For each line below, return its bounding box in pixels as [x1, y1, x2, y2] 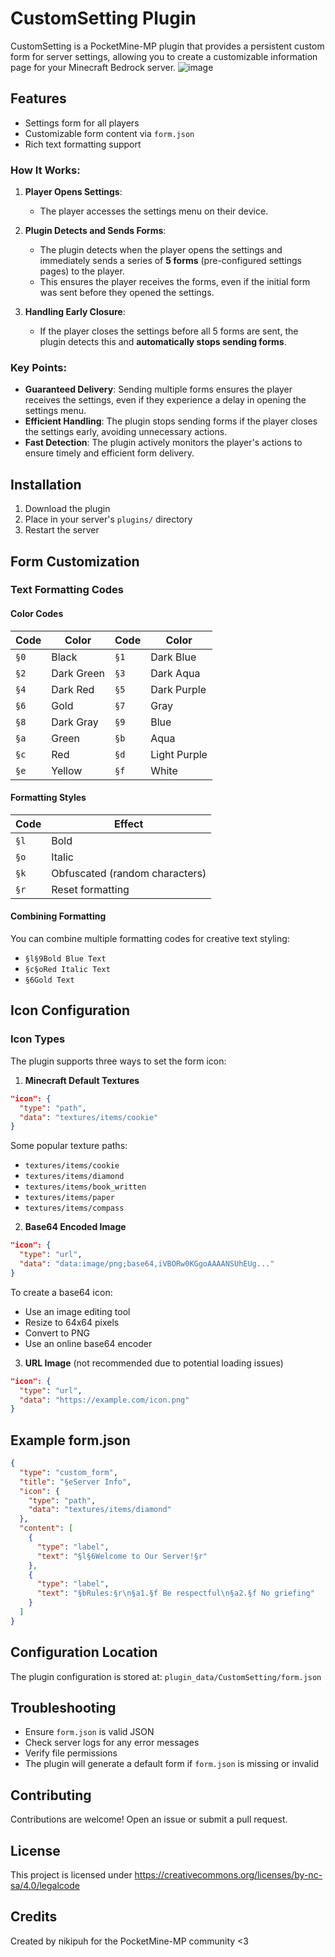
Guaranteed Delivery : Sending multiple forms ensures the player [24, 383, 293, 396]
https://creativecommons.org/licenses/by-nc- [134, 1869, 323, 1881]
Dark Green [51, 666, 105, 680]
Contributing [10, 1787, 92, 1804]
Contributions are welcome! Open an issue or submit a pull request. [10, 1813, 288, 1826]
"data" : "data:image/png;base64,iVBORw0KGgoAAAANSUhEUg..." [19, 1259, 275, 1269]
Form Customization [10, 553, 140, 570]
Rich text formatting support [24, 138, 142, 150]
